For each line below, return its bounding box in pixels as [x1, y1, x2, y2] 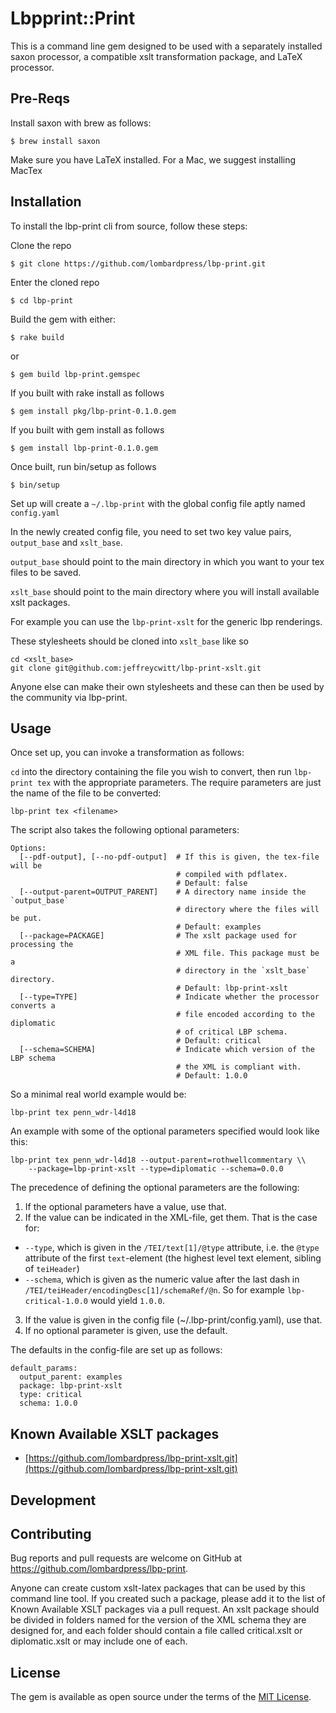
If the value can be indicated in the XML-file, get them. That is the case [24, 1212, 318, 1224]
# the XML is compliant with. [175, 1062, 302, 1072]
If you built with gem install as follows [10, 423, 165, 436]
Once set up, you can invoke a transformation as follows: [10, 747, 245, 759]
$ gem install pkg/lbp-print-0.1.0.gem [10, 406, 177, 416]
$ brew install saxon [10, 136, 101, 146]
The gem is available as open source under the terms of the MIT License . [10, 1691, 312, 1703]
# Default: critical [175, 1036, 262, 1046]
